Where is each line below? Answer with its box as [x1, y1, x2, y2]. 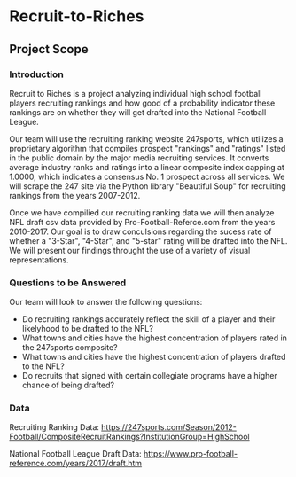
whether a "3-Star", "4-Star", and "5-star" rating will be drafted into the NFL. [9, 235, 288, 246]
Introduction [9, 68, 64, 81]
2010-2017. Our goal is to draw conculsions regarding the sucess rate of [9, 226, 272, 237]
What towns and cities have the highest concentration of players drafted [21, 352, 286, 363]
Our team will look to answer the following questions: [9, 297, 203, 308]
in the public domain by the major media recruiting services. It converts [9, 152, 269, 163]
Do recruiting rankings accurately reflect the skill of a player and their [21, 314, 276, 325]
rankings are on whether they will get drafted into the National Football [9, 106, 267, 117]
